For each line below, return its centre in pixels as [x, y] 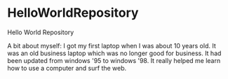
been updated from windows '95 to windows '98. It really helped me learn [114, 60]
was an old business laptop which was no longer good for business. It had [114, 53]
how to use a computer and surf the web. [67, 68]
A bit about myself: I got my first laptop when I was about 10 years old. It [112, 45]
